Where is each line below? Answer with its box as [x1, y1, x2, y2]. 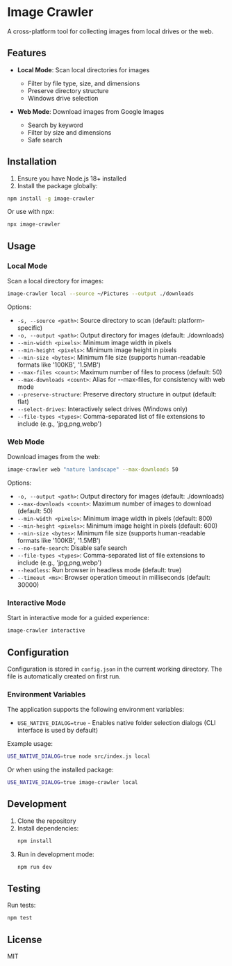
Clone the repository [17, 817, 76, 825]
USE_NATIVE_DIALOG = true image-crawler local [7, 779, 138, 786]
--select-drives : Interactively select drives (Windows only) [17, 404, 188, 413]
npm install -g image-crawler [7, 195, 95, 202]
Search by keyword [27, 121, 83, 129]
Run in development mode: [17, 850, 95, 858]
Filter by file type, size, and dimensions [27, 79, 140, 88]
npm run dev [17, 863, 52, 870]
